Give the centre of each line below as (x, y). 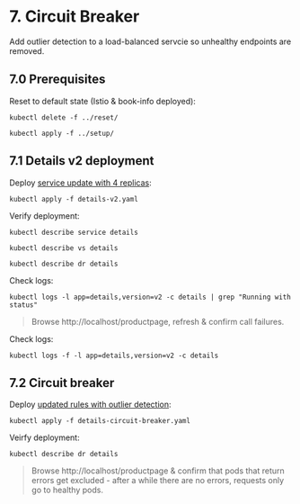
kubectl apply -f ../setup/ (62, 133)
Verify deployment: (44, 216)
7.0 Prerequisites (57, 80)
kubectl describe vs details (64, 248)
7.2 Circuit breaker (62, 383)
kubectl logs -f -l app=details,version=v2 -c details (114, 355)
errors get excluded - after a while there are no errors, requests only (158, 481)
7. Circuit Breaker (75, 17)
